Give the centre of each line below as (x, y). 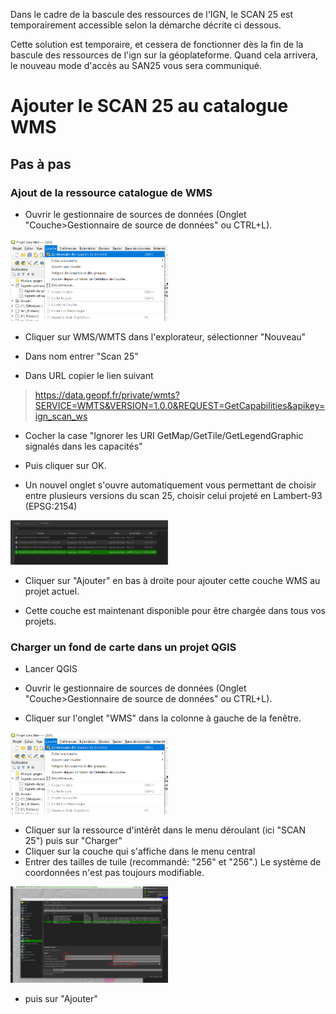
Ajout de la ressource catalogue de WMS (111, 192)
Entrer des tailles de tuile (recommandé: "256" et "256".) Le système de (173, 862)
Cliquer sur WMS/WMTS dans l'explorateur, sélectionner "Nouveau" (165, 337)
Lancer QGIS (51, 669)
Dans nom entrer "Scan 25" (81, 356)
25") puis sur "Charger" (73, 841)
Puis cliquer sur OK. (65, 466)
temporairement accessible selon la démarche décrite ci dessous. (146, 25)
